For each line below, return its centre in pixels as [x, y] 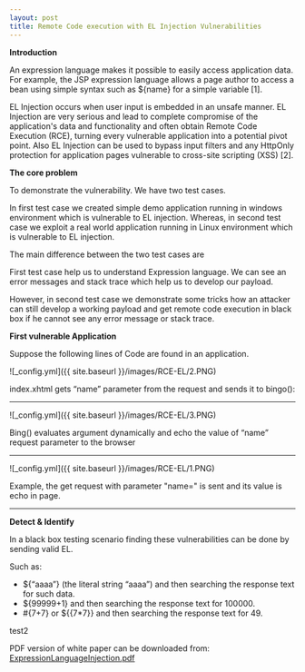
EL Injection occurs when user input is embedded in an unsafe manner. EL [148, 106]
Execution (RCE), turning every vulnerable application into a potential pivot [148, 135]
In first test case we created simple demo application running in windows [146, 208]
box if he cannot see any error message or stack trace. [112, 318]
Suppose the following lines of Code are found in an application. [129, 353]
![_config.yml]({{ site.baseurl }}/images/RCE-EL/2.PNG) [113, 371]
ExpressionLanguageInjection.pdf [72, 657]
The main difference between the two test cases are [107, 254]
